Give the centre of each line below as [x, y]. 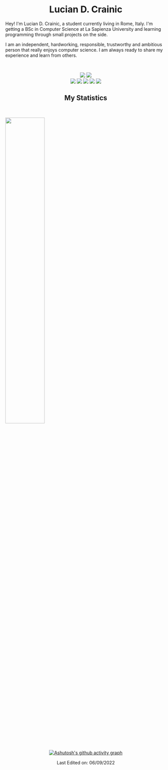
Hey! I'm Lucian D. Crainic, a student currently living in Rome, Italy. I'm [79, 24]
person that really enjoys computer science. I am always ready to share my [84, 50]
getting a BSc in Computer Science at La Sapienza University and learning [83, 29]
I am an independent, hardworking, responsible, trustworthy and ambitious [84, 44]
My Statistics [86, 98]
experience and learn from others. [41, 55]
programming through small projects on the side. [57, 34]
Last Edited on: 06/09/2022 [86, 763]
